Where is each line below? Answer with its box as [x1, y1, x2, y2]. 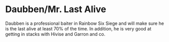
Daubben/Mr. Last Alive [5, 4, 106, 15]
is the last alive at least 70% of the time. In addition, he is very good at [5, 25, 152, 31]
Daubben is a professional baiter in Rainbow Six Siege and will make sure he [5, 20, 164, 26]
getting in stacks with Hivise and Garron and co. [5, 31, 105, 37]
